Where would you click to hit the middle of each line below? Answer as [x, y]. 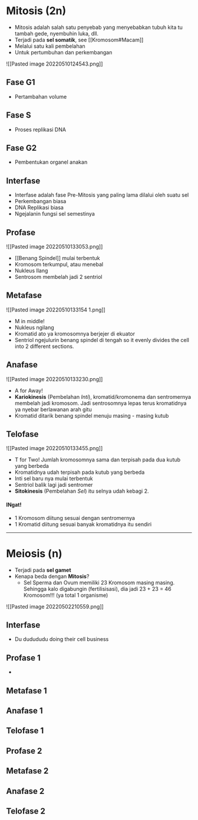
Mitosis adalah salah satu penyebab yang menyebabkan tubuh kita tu [98, 27]
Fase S [19, 115]
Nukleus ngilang [34, 327]
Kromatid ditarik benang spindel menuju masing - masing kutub [92, 415]
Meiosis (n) [34, 553]
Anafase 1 [24, 710]
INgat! [14, 505]
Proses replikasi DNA [40, 129]
